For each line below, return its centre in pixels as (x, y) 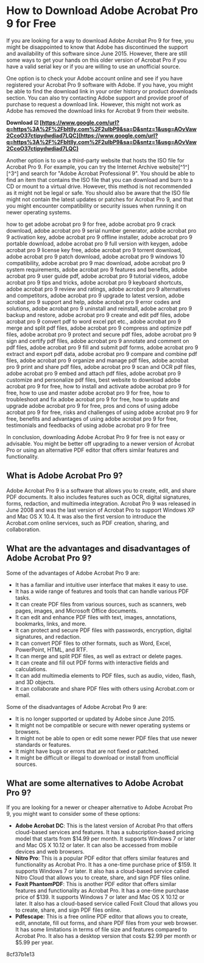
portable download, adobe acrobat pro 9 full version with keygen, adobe (97, 243)
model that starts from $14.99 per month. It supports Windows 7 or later (105, 839)
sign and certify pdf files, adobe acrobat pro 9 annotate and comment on (98, 341)
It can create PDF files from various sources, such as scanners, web (101, 604)
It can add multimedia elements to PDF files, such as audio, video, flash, (105, 675)
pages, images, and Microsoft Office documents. (76, 611)
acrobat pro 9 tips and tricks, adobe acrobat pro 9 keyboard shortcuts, (95, 282)
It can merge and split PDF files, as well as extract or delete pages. (99, 656)
